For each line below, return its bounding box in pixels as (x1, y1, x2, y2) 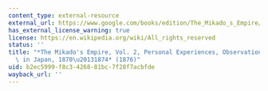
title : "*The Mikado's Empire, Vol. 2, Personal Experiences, (8, 48, 219, 56)
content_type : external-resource (8, 11, 120, 20)
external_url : (8, 19, 56, 27)
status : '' (8, 41, 45, 49)
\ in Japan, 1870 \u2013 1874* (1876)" (15, 56, 141, 64)
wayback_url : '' (8, 70, 62, 78)
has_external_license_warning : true (8, 26, 130, 34)
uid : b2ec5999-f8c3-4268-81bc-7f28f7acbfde (8, 63, 156, 71)
